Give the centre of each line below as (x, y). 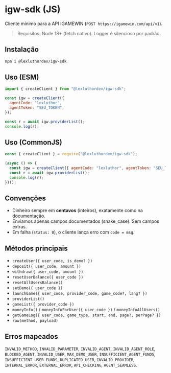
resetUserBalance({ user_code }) (48, 277)
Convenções (26, 199)
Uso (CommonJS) (33, 142)
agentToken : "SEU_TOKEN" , (37, 108)
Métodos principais (36, 248)
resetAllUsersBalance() (38, 283)
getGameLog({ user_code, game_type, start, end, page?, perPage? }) (87, 315)
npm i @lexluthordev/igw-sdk (36, 61)
